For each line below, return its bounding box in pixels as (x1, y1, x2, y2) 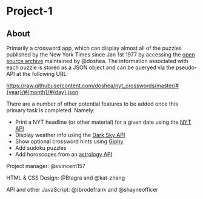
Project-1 (6, 4, 53, 18)
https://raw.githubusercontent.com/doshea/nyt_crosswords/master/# (6, 82, 179, 89)
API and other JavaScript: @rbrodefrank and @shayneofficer (6, 186, 159, 193)
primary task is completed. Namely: (6, 107, 95, 113)
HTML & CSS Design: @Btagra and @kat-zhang (6, 174, 125, 181)
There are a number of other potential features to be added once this (6, 100, 179, 107)
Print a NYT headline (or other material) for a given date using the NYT (15, 118, 191, 126)
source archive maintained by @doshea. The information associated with (6, 58, 189, 64)
